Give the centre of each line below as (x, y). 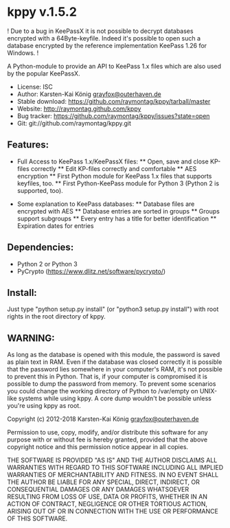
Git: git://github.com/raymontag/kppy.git (74, 123)
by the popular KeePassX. (44, 73)
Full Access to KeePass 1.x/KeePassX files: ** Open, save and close (113, 161)
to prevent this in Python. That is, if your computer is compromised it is (107, 377)
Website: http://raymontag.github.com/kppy (79, 108)
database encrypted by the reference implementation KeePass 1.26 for (107, 45)
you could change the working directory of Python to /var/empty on (103, 391)
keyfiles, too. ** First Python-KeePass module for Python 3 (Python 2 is (118, 183)
